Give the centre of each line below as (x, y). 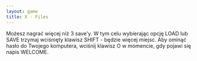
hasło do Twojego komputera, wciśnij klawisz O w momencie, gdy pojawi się (98, 46)
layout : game (22, 11)
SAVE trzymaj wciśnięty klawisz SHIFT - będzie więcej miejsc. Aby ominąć (96, 40)
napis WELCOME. (27, 52)
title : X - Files (27, 17)
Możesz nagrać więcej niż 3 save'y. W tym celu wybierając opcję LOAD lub (97, 33)
